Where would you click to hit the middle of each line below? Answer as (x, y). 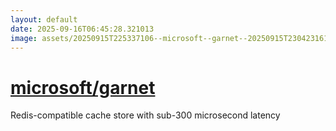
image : (24, 38)
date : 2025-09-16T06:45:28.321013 (82, 29)
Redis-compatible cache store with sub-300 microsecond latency (145, 115)
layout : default (44, 19)
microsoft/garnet (83, 87)
